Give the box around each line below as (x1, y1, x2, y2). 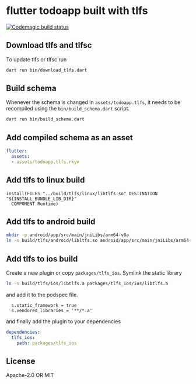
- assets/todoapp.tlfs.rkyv (11, 159, 80, 165)
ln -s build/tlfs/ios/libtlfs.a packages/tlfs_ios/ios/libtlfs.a (6, 281, 168, 286)
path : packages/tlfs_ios (16, 340, 77, 346)
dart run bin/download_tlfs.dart (6, 67, 87, 73)
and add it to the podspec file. (6, 291, 78, 298)
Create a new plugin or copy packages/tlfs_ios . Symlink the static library (6, 269, 182, 276)
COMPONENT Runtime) (11, 200, 59, 207)
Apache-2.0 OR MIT (6, 372, 54, 379)
